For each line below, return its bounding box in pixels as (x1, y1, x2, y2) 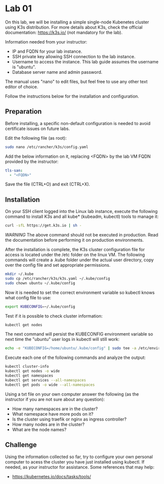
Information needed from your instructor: (5, 39, 87, 44)
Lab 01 (5, 3, 32, 14)
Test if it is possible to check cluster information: (5, 313, 103, 319)
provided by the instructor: (5, 158, 59, 164)
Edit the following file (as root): (5, 135, 67, 141)
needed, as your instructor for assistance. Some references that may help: (5, 464, 155, 470)
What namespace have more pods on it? (12, 411, 94, 417)
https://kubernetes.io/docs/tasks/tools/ (12, 473, 91, 479)
